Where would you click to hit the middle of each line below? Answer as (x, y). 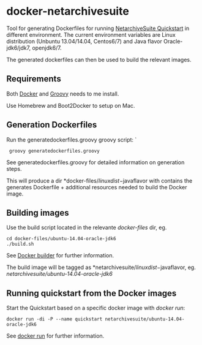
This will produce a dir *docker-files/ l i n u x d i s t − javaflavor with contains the (99, 180)
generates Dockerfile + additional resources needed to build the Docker (97, 187)
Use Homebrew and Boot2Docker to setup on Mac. (71, 105)
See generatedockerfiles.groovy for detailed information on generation (95, 162)
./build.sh (20, 244)
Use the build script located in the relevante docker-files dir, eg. (87, 227)
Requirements (34, 79)
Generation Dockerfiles (52, 125)
